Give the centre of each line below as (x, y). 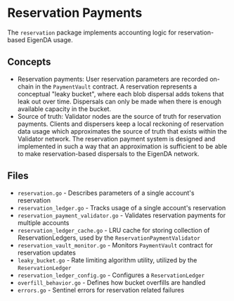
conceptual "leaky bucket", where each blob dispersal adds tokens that (121, 94)
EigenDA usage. (50, 39)
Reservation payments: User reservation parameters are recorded (113, 79)
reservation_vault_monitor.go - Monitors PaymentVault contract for (115, 245)
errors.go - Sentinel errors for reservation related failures (101, 290)
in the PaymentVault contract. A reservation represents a (116, 87)
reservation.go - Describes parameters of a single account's (106, 193)
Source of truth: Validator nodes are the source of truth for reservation (119, 116)
